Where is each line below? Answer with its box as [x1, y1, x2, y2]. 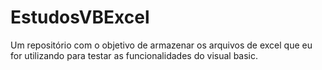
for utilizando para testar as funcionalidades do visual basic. [10, 49, 259, 61]
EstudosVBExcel [10, 6, 150, 29]
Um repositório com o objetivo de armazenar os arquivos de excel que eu [10, 39, 313, 51]
